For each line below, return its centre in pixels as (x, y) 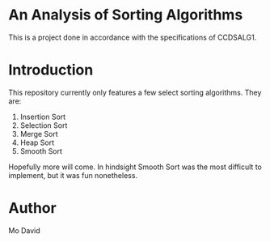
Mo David (24, 230)
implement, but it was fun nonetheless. (73, 175)
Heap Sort (37, 142)
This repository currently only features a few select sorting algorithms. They (135, 92)
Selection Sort (44, 125)
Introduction (51, 70)
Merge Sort (39, 134)
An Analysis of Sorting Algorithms (126, 15)
